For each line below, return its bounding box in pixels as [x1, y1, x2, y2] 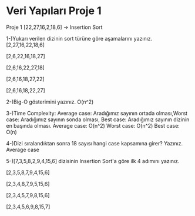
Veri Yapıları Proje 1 [6, 4, 102, 18]
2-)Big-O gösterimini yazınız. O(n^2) [6, 98, 94, 105]
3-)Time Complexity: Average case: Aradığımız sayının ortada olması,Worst [6, 109, 188, 117]
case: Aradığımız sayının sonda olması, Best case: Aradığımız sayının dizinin [6, 116, 190, 123]
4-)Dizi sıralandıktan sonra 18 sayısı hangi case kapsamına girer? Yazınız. [6, 139, 183, 147]
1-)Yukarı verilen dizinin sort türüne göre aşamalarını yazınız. [6, 35, 153, 42]
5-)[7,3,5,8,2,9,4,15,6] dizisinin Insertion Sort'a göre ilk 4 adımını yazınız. [6, 157, 180, 164]
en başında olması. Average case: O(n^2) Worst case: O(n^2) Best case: [6, 122, 180, 129]
